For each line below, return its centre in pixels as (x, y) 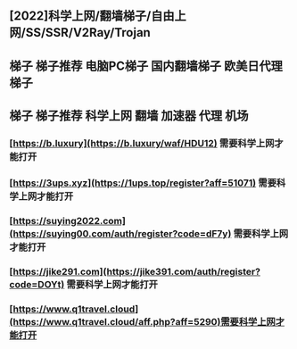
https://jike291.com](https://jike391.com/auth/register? (137, 271)
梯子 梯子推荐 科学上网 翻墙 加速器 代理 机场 (129, 116)
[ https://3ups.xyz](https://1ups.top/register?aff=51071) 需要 (143, 183)
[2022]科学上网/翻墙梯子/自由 (92, 16)
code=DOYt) (37, 284)
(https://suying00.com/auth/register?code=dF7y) (120, 233)
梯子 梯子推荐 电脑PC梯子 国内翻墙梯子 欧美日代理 (146, 66)
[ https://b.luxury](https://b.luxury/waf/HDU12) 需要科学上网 (142, 144)
